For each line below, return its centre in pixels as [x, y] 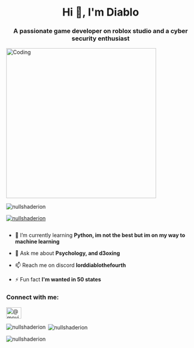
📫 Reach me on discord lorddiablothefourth [70, 265]
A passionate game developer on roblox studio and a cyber [101, 31]
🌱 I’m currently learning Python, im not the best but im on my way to [100, 235]
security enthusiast [101, 38]
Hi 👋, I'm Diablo [101, 12]
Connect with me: [33, 298]
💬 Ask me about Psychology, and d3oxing [67, 253]
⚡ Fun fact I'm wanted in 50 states [58, 280]
